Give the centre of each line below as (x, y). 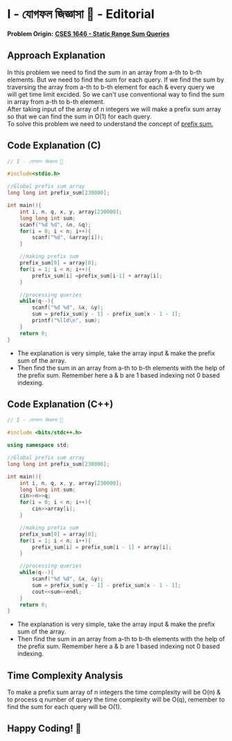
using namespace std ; (38, 445)
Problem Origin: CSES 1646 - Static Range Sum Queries (88, 33)
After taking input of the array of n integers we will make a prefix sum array (114, 109)
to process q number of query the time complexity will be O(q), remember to (116, 699)
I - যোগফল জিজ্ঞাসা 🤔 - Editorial (81, 14)
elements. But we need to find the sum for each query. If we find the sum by (116, 80)
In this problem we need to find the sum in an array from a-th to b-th (105, 72)
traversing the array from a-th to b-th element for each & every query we (111, 87)
